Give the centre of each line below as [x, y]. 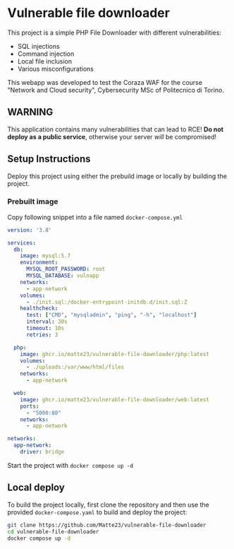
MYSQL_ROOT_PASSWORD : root [66, 269]
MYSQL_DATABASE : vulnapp [62, 276]
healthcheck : [39, 309]
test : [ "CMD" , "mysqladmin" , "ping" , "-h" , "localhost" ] [111, 315]
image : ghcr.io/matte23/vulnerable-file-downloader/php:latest [115, 354]
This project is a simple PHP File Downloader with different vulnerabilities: [115, 33]
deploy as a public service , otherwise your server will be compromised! [112, 136]
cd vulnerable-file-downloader [53, 531]
